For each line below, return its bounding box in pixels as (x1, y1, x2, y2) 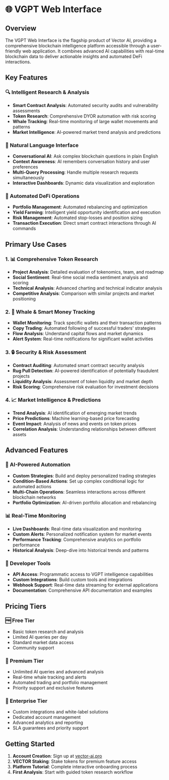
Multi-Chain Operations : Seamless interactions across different (12, 489, 146, 495)
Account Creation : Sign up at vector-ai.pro (12, 753, 102, 759)
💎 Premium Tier (5, 657, 44, 664)
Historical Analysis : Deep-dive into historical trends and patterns (12, 547, 149, 553)
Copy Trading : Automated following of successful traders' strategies (12, 325, 156, 331)
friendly (5, 48, 22, 54)
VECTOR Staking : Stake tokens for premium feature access (12, 758, 137, 764)
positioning (12, 295, 36, 301)
